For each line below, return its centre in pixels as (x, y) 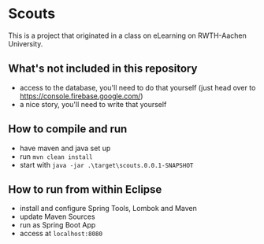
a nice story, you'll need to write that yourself (93, 104)
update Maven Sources (58, 216)
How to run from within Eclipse (85, 189)
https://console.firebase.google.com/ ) (81, 96)
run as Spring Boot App (58, 225)
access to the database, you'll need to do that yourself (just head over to (138, 87)
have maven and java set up (65, 148)
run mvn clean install (56, 156)
